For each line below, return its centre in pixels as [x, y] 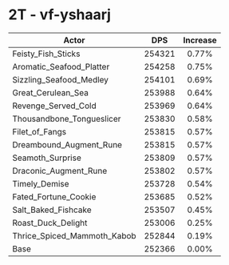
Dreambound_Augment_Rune [67, 144]
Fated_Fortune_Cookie [54, 196]
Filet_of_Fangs [39, 131]
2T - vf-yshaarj [60, 15]
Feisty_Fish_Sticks [46, 54]
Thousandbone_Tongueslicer [67, 118]
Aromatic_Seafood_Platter [61, 66]
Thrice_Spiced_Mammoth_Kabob [75, 235]
